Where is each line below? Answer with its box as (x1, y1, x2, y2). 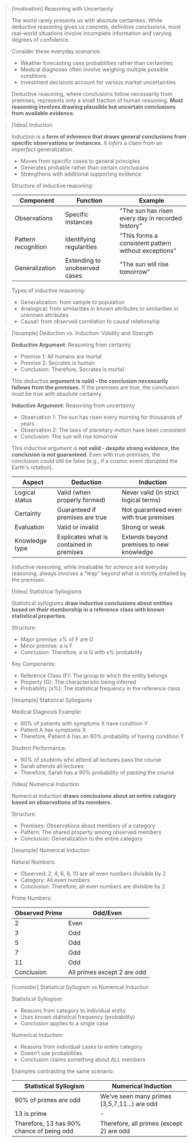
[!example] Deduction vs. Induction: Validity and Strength (11, 330, 154, 337)
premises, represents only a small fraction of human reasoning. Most (11, 97, 183, 104)
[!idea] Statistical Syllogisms (11, 588, 82, 595)
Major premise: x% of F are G (20, 636, 94, 643)
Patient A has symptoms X (20, 727, 86, 733)
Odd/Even (92, 909, 122, 917)
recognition (14, 243, 47, 251)
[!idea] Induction (11, 121, 52, 129)
